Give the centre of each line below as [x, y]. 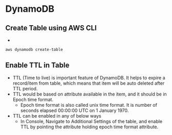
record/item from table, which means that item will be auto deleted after [89, 83]
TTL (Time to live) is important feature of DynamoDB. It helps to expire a [89, 78]
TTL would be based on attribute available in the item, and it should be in [90, 94]
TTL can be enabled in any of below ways [57, 115]
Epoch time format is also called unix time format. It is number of [89, 105]
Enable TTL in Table [37, 65]
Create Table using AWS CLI [51, 28]
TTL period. [25, 88]
